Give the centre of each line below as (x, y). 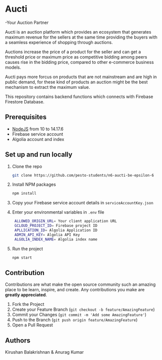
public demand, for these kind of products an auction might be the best (76, 82)
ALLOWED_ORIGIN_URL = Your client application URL (66, 221)
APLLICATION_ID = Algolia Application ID (56, 230)
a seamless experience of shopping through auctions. (59, 42)
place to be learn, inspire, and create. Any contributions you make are (75, 290)
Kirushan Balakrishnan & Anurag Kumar (45, 352)
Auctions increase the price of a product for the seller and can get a (73, 52)
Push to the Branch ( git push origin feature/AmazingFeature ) (75, 320)
